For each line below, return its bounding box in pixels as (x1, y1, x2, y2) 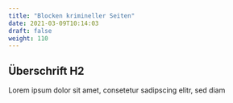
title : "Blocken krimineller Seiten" (8, 11, 135, 20)
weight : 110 (8, 34, 48, 43)
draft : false (8, 27, 52, 35)
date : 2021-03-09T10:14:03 (8, 19, 99, 27)
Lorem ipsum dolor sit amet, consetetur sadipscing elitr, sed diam (8, 85, 226, 95)
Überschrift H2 (8, 64, 85, 77)
